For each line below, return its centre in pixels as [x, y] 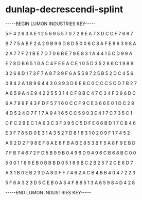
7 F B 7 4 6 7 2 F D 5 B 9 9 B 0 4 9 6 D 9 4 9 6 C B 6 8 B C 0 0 [71, 153]
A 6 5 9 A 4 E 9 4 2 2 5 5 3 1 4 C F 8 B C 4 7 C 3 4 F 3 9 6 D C [71, 93]
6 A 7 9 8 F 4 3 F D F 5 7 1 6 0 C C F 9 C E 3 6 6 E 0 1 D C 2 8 [70, 103]
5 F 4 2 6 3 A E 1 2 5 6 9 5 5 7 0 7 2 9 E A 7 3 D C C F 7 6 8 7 [69, 33]
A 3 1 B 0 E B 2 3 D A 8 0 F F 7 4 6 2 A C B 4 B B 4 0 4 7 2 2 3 [70, 172]
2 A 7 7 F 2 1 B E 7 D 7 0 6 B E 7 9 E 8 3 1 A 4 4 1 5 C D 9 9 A [69, 53]
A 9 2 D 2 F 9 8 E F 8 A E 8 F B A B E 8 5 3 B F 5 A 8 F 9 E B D [70, 143]
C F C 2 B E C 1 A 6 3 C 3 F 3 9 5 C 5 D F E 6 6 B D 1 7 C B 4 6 [71, 123]
